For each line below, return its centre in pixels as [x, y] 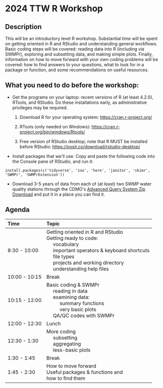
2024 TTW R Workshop [54, 9]
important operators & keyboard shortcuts [101, 250]
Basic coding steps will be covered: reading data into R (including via [75, 49]
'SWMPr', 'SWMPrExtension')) [35, 175]
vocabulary [66, 244]
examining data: [71, 297]
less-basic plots [72, 350]
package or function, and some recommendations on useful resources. [77, 70]
